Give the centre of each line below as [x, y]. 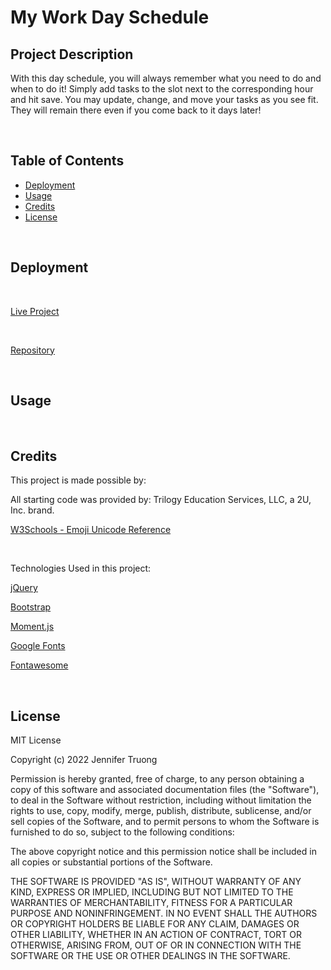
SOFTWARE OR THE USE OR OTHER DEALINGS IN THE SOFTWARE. [150, 956]
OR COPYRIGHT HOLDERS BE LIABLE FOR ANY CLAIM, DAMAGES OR [155, 924]
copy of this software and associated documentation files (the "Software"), [165, 790]
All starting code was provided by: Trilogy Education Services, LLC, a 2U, [161, 500]
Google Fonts [38, 646]
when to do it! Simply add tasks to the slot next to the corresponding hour [162, 89]
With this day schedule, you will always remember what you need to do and [166, 78]
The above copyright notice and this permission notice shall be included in [163, 852]
